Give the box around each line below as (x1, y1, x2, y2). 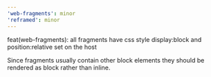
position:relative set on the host (7, 43, 97, 51)
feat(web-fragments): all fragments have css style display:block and (7, 35, 202, 43)
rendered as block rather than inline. (7, 63, 111, 71)
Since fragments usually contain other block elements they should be (7, 56, 205, 64)
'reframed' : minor (7, 16, 60, 23)
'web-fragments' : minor (7, 10, 76, 17)
